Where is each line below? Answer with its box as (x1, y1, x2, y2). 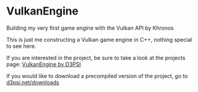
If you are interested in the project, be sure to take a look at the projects (6, 54, 186, 61)
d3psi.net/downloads (6, 79, 60, 86)
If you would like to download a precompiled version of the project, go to (6, 72, 188, 79)
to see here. (6, 42, 36, 50)
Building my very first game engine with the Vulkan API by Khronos (6, 24, 174, 31)
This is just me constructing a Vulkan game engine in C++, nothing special (6, 36, 193, 43)
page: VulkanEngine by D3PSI (6, 61, 81, 68)
